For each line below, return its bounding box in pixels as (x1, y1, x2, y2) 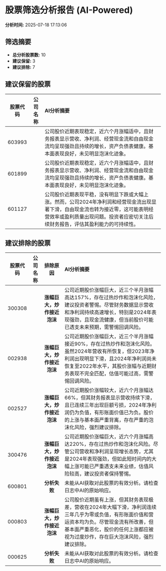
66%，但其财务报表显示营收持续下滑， (64, 394, 155, 401)
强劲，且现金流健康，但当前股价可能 (69, 316, 154, 323)
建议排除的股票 (5, 238, 51, 247)
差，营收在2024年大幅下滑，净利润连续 (64, 504, 157, 511)
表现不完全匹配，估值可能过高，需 (69, 370, 149, 377)
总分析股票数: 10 (12, 51, 46, 57)
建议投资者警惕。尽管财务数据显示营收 (64, 301, 154, 308)
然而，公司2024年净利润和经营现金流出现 (54, 198, 152, 205)
